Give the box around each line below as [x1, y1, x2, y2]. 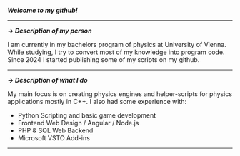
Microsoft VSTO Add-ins [17, 134, 91, 142]
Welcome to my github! [7, 6, 79, 14]
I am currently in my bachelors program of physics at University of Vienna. [7, 41, 226, 48]
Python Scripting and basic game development [17, 111, 156, 120]
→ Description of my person [7, 26, 92, 35]
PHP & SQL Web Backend [17, 126, 94, 135]
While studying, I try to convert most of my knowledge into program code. [7, 48, 225, 56]
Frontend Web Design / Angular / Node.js [17, 119, 139, 127]
